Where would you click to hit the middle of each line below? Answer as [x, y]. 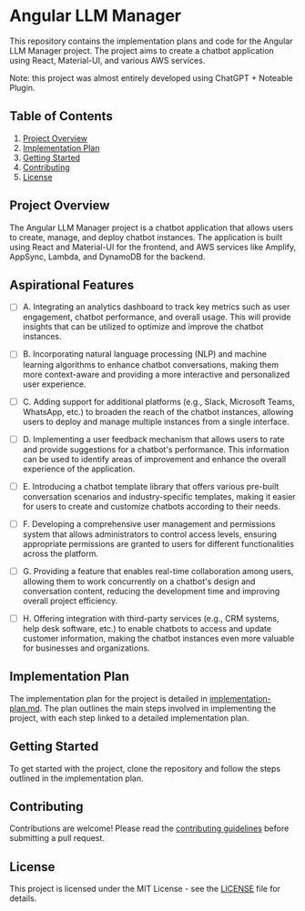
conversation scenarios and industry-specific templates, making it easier [159, 496]
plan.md [25, 708]
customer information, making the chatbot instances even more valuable [158, 638]
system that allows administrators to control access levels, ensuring [150, 534]
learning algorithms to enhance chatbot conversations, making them [151, 364]
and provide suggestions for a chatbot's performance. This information [156, 449]
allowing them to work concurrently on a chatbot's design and [139, 581]
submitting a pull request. [57, 838]
